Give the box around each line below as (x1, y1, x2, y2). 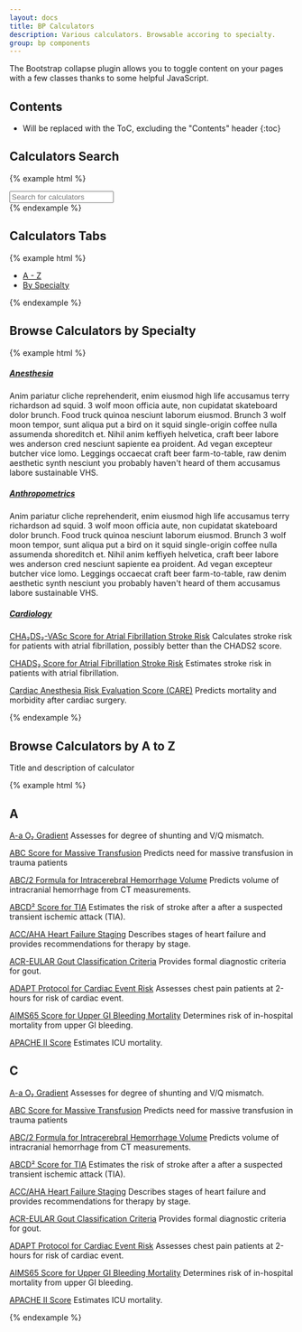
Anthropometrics (9, 489, 76, 499)
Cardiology (9, 609, 52, 619)
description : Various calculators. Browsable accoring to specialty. (9, 30, 277, 39)
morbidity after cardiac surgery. (9, 694, 128, 705)
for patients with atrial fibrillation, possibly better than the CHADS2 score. (9, 640, 282, 651)
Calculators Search (9, 149, 120, 164)
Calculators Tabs (9, 228, 107, 244)
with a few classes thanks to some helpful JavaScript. (9, 73, 209, 84)
